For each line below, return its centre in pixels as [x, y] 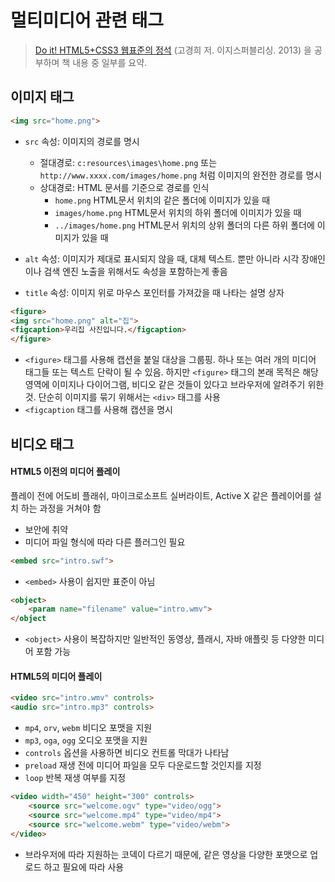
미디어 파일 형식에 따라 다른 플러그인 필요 [105, 542]
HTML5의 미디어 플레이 [56, 676]
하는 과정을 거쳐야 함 [61, 508]
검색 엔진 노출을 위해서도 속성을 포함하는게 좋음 [135, 271]
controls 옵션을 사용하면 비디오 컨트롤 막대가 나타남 [127, 753]
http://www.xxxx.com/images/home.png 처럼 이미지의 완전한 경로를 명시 [181, 175]
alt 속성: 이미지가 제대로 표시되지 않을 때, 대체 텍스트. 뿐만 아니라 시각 [162, 258]
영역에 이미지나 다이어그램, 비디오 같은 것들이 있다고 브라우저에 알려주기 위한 [174, 385]
